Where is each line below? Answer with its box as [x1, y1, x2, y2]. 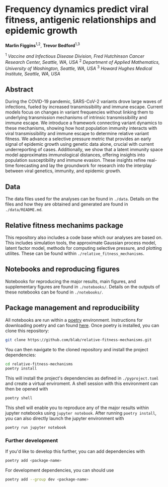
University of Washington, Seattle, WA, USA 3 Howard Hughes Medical [5, 64, 152, 71]
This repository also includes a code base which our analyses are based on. [5, 235, 163, 240]
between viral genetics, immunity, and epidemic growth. [5, 168, 122, 174]
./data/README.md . [5, 207, 43, 213]
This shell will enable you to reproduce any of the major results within [5, 405, 149, 411]
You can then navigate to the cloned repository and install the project [5, 346, 148, 352]
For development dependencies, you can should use [5, 467, 114, 473]
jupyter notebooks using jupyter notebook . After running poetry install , [5, 410, 157, 416]
